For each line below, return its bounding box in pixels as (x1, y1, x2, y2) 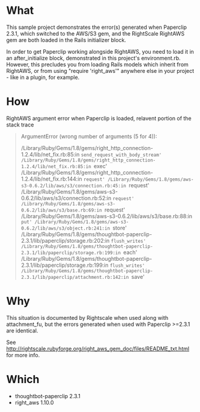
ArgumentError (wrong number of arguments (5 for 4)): (20, 133, 157, 140)
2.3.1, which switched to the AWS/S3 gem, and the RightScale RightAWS (6, 30, 185, 37)
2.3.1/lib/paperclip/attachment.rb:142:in (20, 274, 129, 280)
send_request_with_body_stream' (80, 152, 162, 158)
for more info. (6, 351, 40, 358)
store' (112, 224, 127, 231)
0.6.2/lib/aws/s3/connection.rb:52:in (20, 194, 112, 202)
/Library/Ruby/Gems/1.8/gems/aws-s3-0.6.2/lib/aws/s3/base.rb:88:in (20, 212, 193, 220)
